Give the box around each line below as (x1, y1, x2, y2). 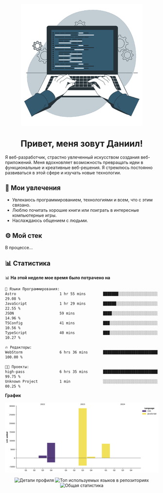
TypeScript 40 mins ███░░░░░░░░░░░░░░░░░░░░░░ (5, 330, 158, 335)
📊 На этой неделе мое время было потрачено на (5, 275, 110, 281)
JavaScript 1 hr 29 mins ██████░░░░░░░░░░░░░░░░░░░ (5, 301, 158, 306)
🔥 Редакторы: (5, 345, 32, 350)
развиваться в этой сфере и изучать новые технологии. (5, 169, 122, 176)
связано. (12, 202, 31, 208)
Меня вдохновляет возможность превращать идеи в (33, 159, 144, 165)
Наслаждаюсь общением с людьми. (12, 218, 89, 223)
